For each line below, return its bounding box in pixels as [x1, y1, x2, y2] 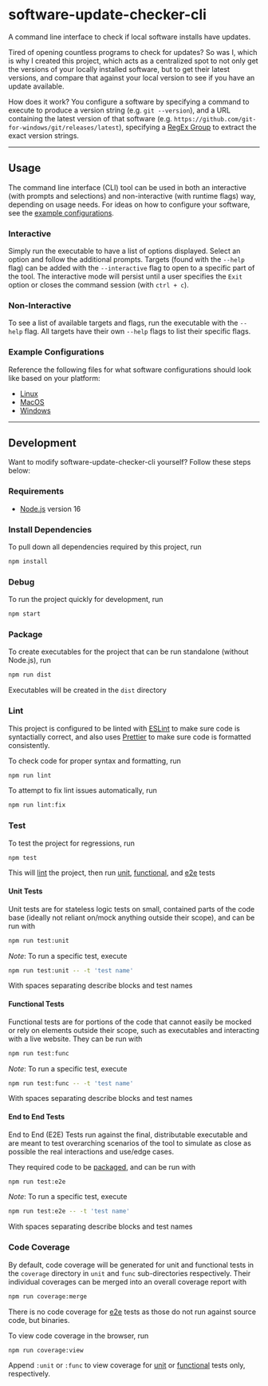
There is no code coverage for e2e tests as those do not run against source [8, 1307, 257, 1317]
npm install [8, 557, 48, 566]
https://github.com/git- [174, 115, 257, 123]
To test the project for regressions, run [8, 838, 136, 848]
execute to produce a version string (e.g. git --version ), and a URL [8, 105, 231, 115]
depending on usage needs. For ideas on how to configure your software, [8, 200, 250, 209]
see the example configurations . [8, 208, 114, 217]
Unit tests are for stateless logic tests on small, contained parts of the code [8, 904, 255, 913]
